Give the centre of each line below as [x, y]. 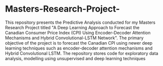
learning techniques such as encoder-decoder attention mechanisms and [79, 48]
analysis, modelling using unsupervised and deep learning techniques [75, 58]
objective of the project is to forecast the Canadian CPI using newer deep [79, 43]
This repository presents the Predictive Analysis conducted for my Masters [80, 22]
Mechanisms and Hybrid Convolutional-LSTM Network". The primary [74, 38]
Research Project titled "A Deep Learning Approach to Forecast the [72, 27]
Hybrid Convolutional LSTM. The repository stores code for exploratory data [82, 53]
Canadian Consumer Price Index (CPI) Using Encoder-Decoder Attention [78, 33]
